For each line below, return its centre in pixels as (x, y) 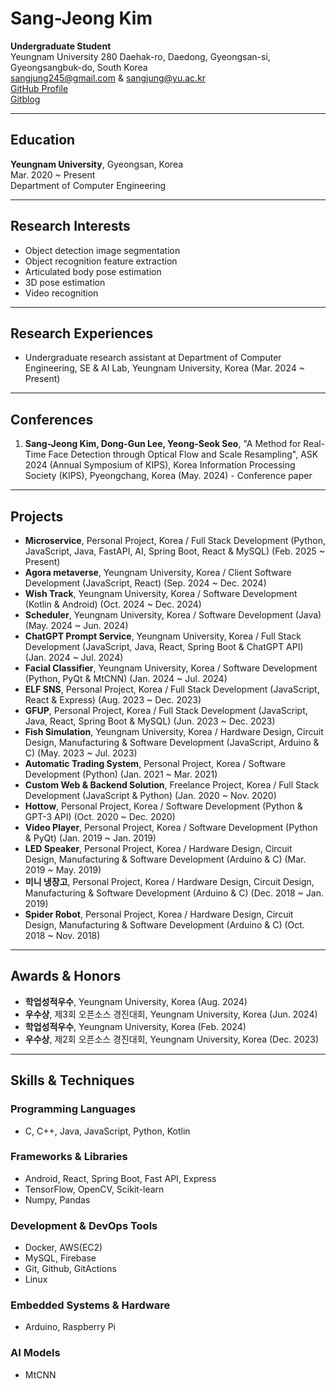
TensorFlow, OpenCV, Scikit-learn (94, 1189)
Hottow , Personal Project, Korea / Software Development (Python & (163, 806)
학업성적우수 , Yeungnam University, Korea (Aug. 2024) (136, 1001)
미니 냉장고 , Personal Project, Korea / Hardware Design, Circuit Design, (169, 881)
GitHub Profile (39, 88)
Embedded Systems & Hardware (90, 1305)
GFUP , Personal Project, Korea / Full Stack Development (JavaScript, (166, 710)
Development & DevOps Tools (84, 1225)
